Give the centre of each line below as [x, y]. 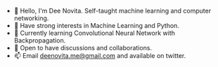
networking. [31, 18]
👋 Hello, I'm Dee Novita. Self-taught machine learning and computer [113, 11]
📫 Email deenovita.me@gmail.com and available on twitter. [100, 55]
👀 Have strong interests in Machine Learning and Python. [96, 25]
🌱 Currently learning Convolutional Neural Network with [95, 33]
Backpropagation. [40, 40]
